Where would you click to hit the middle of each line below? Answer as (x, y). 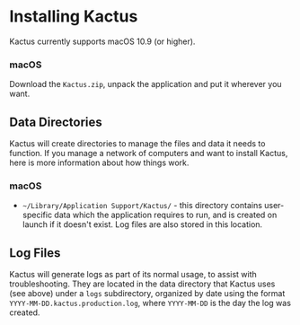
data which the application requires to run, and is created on (165, 215)
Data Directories (56, 122)
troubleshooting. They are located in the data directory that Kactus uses (142, 284)
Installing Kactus (74, 17)
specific (37, 215)
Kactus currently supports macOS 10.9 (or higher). (102, 41)
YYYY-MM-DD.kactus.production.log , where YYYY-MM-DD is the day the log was (150, 303)
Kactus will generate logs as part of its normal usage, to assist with (133, 275)
